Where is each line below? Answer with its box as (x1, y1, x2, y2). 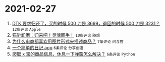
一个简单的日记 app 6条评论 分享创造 (12, 44, 84, 50)
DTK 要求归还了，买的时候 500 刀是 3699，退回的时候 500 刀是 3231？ (12, 20, 160, 26)
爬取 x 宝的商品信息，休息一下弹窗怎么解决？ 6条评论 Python (12, 51, 135, 57)
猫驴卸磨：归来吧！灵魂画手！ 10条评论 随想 (12, 32, 100, 38)
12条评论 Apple (12, 27, 41, 32)
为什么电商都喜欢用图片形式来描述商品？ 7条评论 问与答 (12, 38, 124, 44)
